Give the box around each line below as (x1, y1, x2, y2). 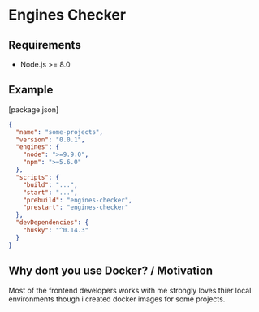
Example (8, 83, 54, 97)
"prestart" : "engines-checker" (23, 203, 129, 212)
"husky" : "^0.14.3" (23, 226, 89, 235)
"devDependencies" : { (15, 219, 89, 227)
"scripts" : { (15, 173, 60, 181)
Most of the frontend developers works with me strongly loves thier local (8, 285, 252, 295)
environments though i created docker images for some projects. (8, 294, 226, 304)
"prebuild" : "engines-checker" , (23, 196, 132, 204)
